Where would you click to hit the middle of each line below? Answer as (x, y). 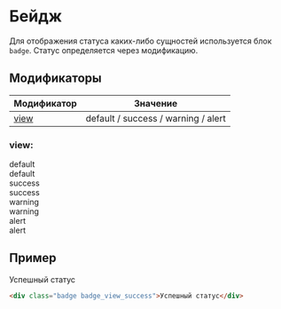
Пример (33, 258)
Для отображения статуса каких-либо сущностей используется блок (140, 41)
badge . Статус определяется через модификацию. (104, 50)
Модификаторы (55, 79)
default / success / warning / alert (156, 118)
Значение (156, 103)
